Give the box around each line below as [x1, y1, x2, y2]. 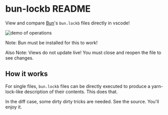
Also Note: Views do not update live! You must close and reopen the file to [5, 49, 162, 55]
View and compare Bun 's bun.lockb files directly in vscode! [5, 20, 130, 26]
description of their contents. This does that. [24, 89, 118, 95]
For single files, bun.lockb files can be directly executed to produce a [5, 83, 151, 89]
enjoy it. [5, 104, 22, 110]
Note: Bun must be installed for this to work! [5, 39, 98, 46]
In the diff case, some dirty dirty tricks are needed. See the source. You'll [5, 98, 159, 104]
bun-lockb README [5, 3, 91, 15]
